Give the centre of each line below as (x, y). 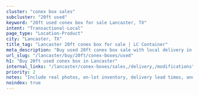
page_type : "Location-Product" (45, 34)
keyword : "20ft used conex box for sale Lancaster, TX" (76, 22)
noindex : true (24, 83)
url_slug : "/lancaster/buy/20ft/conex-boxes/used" (70, 55)
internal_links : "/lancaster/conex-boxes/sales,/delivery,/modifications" (100, 66)
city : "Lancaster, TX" (34, 39)
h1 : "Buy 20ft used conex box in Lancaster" (62, 61)
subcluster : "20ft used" (37, 17)
